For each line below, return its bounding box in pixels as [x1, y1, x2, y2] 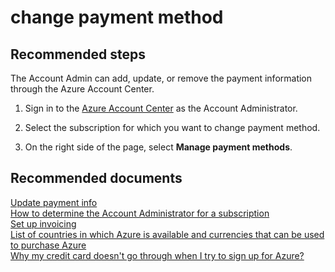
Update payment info [10, 196, 98, 208]
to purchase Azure [10, 239, 87, 251]
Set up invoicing [10, 217, 77, 230]
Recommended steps [10, 46, 146, 63]
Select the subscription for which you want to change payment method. [24, 122, 321, 133]
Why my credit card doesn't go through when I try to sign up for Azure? [10, 249, 305, 261]
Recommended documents [10, 170, 183, 187]
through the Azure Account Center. [10, 83, 155, 95]
